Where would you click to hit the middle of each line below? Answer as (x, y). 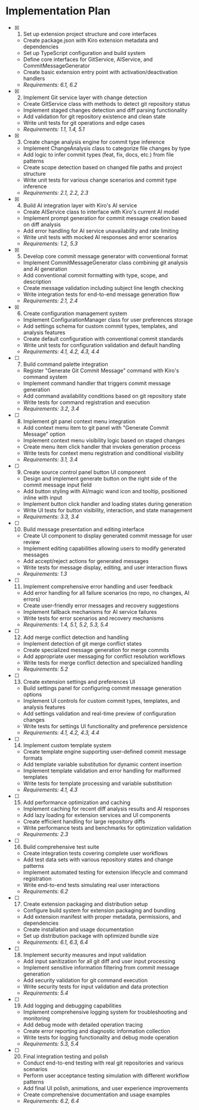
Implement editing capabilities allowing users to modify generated (104, 548)
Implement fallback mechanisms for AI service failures (90, 611)
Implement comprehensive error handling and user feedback (98, 586)
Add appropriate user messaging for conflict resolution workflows (104, 656)
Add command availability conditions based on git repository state (105, 396)
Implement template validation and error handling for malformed (102, 770)
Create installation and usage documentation (78, 929)
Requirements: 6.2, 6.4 (51, 1100)
